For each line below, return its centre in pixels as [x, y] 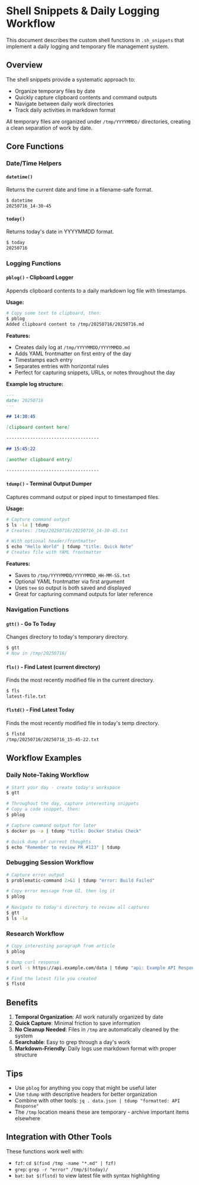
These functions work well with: [45, 1151]
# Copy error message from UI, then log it [61, 891]
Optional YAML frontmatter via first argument [70, 582]
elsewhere [27, 1118]
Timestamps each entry [44, 360]
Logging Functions [33, 263]
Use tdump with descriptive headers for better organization [86, 1094]
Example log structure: [35, 384]
